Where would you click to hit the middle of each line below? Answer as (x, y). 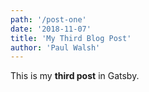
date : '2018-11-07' (51, 29)
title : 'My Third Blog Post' (71, 38)
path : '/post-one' (48, 19)
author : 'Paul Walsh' (55, 47)
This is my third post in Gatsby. (75, 76)
